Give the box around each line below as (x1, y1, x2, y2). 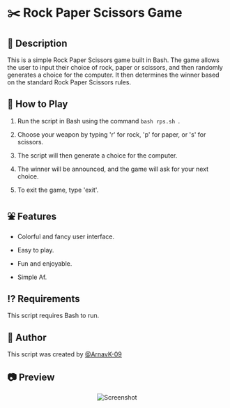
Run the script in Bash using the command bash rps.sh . (17, 116, 181, 125)
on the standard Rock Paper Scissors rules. (7, 78, 131, 86)
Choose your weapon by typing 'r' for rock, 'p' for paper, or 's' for (17, 130, 206, 139)
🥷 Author (7, 331, 47, 343)
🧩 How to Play (7, 98, 68, 110)
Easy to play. (17, 245, 54, 254)
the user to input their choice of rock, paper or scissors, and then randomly (7, 63, 223, 71)
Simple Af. (17, 273, 47, 281)
